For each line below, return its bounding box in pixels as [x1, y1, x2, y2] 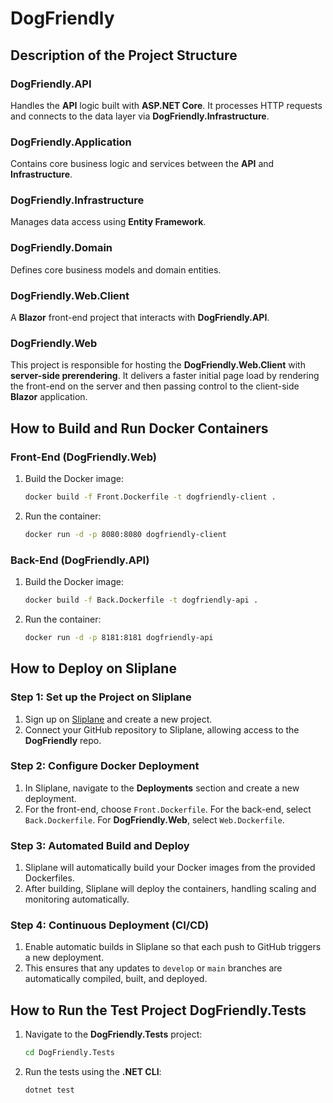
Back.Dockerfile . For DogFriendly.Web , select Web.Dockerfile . [24, 813, 285, 826]
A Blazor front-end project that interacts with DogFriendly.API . [10, 312, 270, 324]
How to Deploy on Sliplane [10, 660, 177, 677]
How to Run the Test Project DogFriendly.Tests [10, 1002, 307, 1019]
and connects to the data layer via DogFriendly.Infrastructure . [10, 110, 270, 122]
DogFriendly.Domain [10, 241, 113, 255]
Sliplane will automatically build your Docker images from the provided [24, 862, 316, 874]
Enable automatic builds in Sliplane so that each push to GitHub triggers [24, 941, 322, 953]
